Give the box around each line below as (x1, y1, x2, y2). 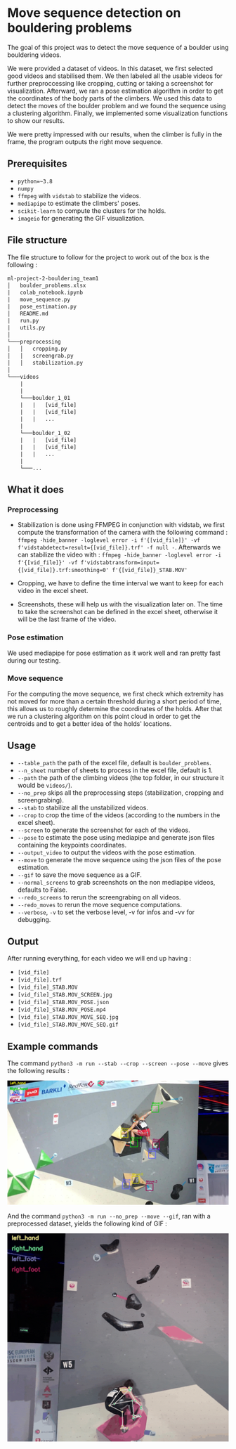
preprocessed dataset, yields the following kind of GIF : (7, 1219, 167, 1228)
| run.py (7, 317, 39, 324)
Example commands (7, 1040, 98, 1052)
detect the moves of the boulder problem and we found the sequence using (7, 101, 226, 110)
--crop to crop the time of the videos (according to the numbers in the (17, 810, 221, 819)
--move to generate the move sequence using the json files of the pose (17, 855, 221, 864)
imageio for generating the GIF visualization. (17, 214, 145, 222)
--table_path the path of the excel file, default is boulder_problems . (17, 758, 212, 767)
